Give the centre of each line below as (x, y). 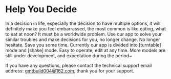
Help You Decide (41, 9)
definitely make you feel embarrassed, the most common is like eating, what (86, 28)
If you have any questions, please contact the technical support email (79, 65)
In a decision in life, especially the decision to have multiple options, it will (83, 23)
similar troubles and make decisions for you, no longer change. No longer (83, 39)
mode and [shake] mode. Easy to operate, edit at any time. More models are (85, 50)
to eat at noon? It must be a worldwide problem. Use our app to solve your (84, 34)
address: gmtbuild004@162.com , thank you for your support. (70, 71)
